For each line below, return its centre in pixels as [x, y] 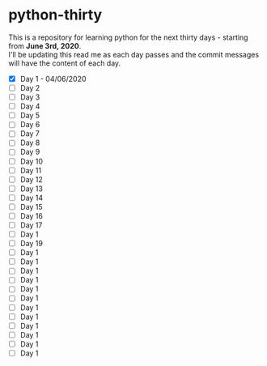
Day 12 [31, 179]
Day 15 [31, 206]
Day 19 [31, 244]
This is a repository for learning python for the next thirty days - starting [128, 37]
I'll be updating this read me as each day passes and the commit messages [134, 54]
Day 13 [31, 189]
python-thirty [55, 15]
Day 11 [31, 170]
